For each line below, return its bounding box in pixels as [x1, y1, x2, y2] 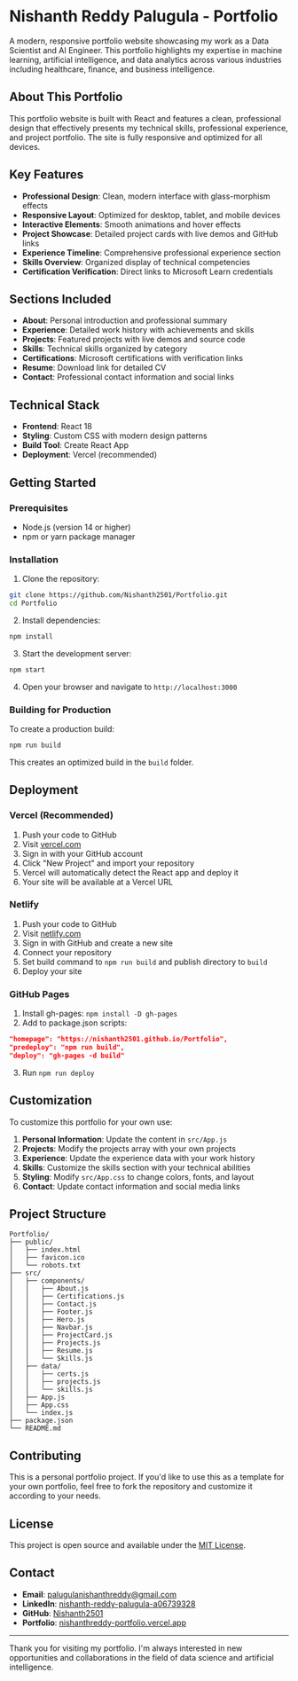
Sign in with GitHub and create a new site [21, 938, 173, 948]
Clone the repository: [21, 574, 100, 585]
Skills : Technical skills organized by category [21, 343, 188, 354]
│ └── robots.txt [9, 1261, 82, 1270]
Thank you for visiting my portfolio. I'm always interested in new [9, 1643, 243, 1654]
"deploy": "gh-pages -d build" [9, 1051, 125, 1060]
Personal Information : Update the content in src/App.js [21, 1134, 228, 1144]
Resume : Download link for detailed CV [21, 362, 167, 373]
